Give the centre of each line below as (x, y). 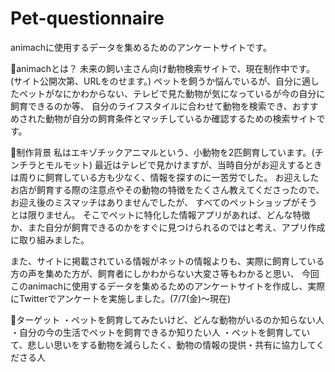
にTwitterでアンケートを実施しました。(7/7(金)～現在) (121, 298)
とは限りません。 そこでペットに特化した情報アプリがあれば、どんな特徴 (160, 214)
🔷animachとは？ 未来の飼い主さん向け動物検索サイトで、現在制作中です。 (163, 68)
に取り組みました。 (50, 239)
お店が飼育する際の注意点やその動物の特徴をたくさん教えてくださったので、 (167, 189)
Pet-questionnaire (87, 18)
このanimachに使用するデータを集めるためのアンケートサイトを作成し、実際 (168, 286)
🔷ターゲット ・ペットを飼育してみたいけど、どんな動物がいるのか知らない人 (167, 319)
